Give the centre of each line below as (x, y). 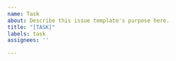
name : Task (23, 14)
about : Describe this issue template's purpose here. (89, 21)
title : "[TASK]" (31, 27)
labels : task (27, 34)
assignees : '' (28, 40)
